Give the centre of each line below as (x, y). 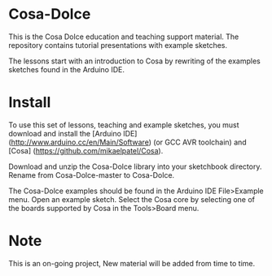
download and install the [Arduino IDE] (73, 133)
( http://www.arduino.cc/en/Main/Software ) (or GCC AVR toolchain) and (127, 142)
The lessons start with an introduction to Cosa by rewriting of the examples (134, 61)
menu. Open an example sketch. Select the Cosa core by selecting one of (132, 199)
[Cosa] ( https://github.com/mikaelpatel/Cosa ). (86, 150)
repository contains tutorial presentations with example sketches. (118, 45)
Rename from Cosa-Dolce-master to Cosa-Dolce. (92, 175)
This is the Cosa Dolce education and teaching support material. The (124, 37)
